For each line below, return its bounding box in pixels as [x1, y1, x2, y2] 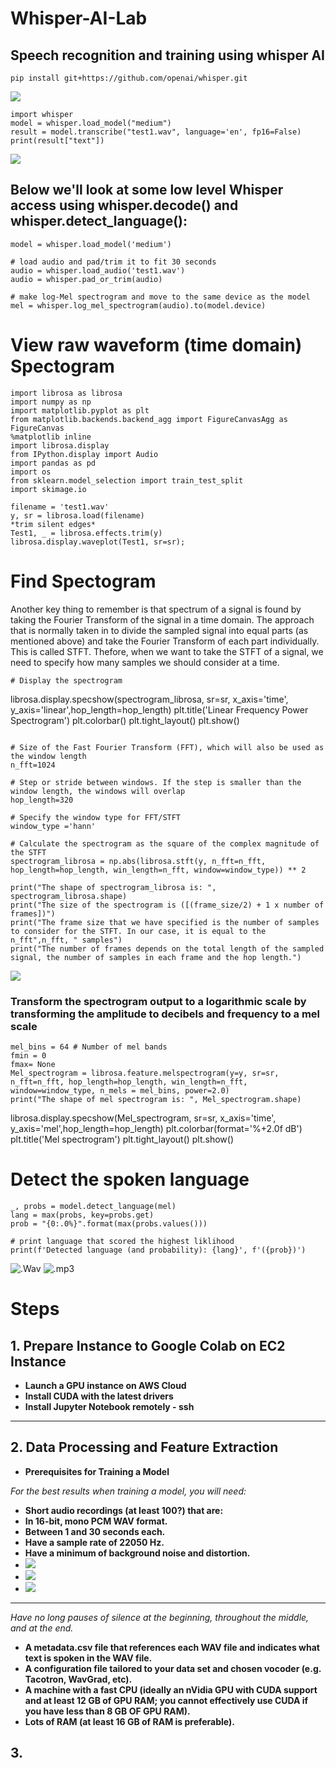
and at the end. [10, 1622, 74, 1634]
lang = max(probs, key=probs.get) [10, 1210, 155, 1220]
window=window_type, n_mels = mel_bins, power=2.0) [10, 1085, 230, 1096]
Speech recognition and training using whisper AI [10, 47, 325, 64]
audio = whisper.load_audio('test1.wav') [10, 265, 186, 276]
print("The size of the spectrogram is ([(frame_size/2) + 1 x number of [10, 900, 325, 910]
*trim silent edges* [10, 519, 97, 529]
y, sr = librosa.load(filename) [10, 510, 145, 521]
